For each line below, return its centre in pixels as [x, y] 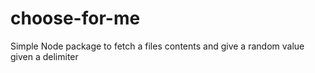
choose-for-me [75, 18]
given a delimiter [44, 56]
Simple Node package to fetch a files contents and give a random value [157, 46]
